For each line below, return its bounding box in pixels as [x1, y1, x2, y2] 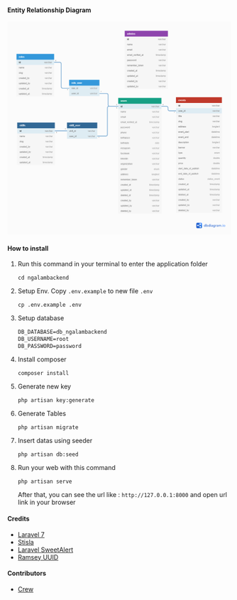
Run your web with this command [17, 464, 116, 472]
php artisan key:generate [17, 397, 94, 404]
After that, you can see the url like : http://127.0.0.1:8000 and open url [17, 491, 228, 499]
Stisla [17, 538, 34, 546]
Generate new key [17, 382, 72, 391]
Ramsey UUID [17, 552, 59, 561]
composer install [17, 370, 70, 377]
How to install [7, 244, 49, 252]
